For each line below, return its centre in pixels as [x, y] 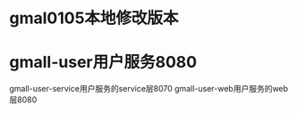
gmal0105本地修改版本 [94, 18]
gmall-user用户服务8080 [103, 62]
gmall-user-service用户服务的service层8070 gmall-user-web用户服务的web [149, 89]
